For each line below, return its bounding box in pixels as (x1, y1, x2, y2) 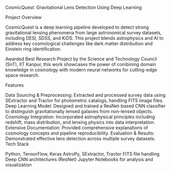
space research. (5, 72, 40, 78)
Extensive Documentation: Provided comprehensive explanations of (5, 125, 148, 131)
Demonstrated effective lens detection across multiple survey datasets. (5, 136, 156, 141)
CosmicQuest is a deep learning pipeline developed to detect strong (5, 24, 149, 30)
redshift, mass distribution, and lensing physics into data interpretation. (5, 119, 155, 125)
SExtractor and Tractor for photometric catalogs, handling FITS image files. (5, 97, 164, 103)
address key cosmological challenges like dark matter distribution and (5, 40, 153, 47)
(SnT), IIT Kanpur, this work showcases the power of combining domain (5, 61, 156, 67)
